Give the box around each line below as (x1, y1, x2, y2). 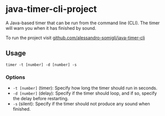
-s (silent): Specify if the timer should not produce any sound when (12, 101, 150, 107)
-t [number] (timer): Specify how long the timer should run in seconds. (12, 85, 158, 91)
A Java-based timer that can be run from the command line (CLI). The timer (5, 20, 160, 26)
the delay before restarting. (12, 96, 69, 102)
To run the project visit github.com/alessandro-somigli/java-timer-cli (5, 35, 145, 41)
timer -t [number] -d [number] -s (5, 62, 77, 67)
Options (5, 73, 25, 80)
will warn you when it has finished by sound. (5, 25, 96, 31)
